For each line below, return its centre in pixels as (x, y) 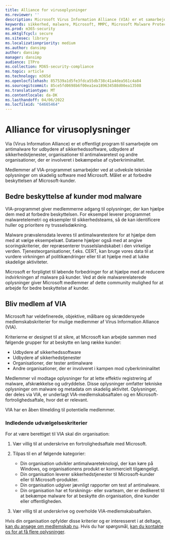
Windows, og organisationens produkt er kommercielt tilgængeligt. (90, 469)
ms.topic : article (25, 72)
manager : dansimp (24, 57)
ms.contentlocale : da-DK (31, 95)
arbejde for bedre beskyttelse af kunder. (47, 288)
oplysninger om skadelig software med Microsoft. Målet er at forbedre (78, 175)
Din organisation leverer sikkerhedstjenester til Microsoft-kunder (88, 474)
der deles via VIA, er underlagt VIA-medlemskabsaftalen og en (70, 394)
